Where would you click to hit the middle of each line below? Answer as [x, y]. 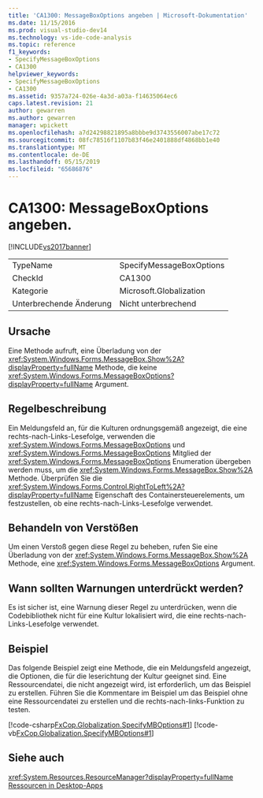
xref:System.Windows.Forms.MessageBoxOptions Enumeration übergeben [130, 461]
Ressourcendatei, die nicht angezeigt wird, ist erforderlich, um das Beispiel [130, 685]
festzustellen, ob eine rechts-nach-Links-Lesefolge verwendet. [111, 503]
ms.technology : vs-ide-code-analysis [70, 37]
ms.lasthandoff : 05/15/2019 [54, 162]
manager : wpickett [38, 125]
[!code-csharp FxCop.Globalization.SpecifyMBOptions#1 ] [100, 725]
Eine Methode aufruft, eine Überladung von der [85, 351]
